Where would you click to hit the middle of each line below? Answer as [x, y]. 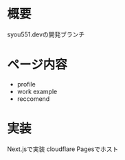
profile [26, 84]
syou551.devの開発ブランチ [46, 34]
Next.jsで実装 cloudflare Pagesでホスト [63, 149]
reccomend [33, 99]
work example [37, 91]
